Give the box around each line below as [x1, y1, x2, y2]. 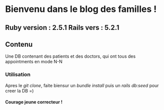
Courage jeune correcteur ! [5, 99, 63, 105]
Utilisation [5, 71, 31, 78]
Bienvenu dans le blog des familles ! [5, 3, 157, 15]
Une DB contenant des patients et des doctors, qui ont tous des [5, 53, 136, 59]
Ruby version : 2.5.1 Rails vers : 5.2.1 [5, 23, 120, 32]
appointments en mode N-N [5, 59, 63, 65]
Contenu [5, 40, 33, 48]
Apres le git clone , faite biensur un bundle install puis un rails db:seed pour [5, 82, 159, 88]
